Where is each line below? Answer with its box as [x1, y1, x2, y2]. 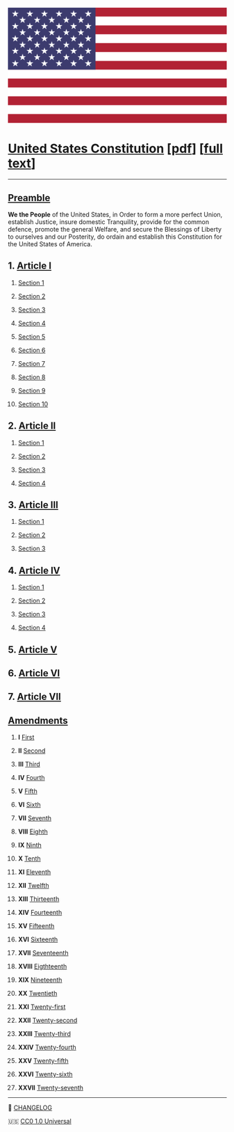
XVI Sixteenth [17, 935, 58, 943]
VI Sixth [17, 801, 41, 809]
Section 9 [17, 386, 46, 394]
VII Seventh [17, 814, 51, 822]
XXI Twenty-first [17, 1003, 66, 1011]
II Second [17, 747, 46, 755]
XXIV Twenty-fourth [17, 1043, 76, 1051]
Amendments [8, 715, 68, 726]
